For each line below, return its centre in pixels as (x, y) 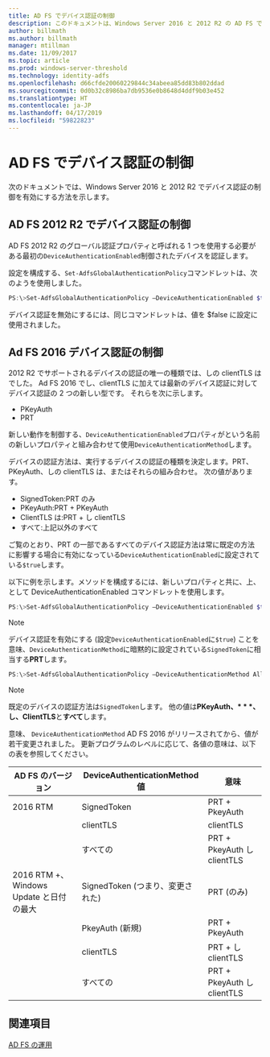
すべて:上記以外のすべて (59, 527)
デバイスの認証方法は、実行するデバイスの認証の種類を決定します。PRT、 (131, 462)
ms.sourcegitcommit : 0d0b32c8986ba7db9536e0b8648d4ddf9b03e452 (117, 91)
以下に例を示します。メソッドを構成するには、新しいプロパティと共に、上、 (135, 582)
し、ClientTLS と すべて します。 (59, 716)
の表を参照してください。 (51, 754)
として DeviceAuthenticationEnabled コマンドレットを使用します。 (119, 592)
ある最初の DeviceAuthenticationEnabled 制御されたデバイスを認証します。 (131, 255)
